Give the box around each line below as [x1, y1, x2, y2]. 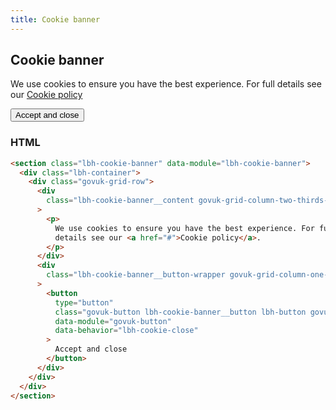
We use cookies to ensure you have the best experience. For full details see [10, 78, 322, 90]
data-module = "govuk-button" [54, 316, 172, 326]
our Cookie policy [10, 89, 83, 101]
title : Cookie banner [10, 14, 101, 25]
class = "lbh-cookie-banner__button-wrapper [46, 270, 226, 280]
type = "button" [54, 297, 114, 308]
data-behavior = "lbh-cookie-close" [54, 326, 199, 336]
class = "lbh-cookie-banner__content [46, 196, 195, 206]
